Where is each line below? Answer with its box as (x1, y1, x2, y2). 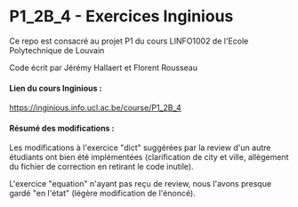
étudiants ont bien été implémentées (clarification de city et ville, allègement (9, 152, 289, 163)
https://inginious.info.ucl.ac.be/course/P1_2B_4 (9, 102, 182, 113)
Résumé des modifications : (9, 123, 115, 133)
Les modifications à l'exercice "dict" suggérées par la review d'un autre (9, 142, 271, 153)
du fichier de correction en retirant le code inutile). (9, 162, 194, 172)
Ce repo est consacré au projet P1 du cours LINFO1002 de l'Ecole (9, 36, 249, 46)
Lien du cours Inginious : (9, 83, 102, 93)
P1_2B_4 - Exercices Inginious (9, 6, 234, 27)
